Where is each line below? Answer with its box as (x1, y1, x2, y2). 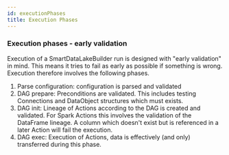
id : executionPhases (7, 10, 67, 17)
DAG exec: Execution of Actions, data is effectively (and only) (16, 132, 191, 141)
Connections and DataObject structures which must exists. (16, 96, 184, 104)
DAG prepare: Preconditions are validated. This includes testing (16, 89, 197, 98)
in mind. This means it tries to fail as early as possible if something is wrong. (7, 61, 223, 70)
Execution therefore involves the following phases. (7, 69, 149, 77)
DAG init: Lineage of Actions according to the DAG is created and (16, 104, 201, 112)
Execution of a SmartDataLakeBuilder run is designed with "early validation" (7, 54, 221, 62)
